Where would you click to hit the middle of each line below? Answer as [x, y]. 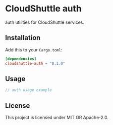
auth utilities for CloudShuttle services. [45, 22]
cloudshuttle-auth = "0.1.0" [35, 63]
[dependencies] [21, 59]
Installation [23, 38]
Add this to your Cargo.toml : [34, 49]
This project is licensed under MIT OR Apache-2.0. [57, 117]
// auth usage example [28, 90]
